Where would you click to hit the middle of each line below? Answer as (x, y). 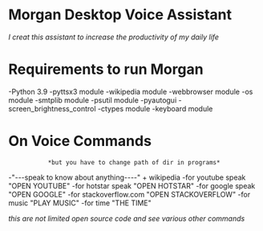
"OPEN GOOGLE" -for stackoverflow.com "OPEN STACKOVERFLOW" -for (129, 194)
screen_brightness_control (52, 108)
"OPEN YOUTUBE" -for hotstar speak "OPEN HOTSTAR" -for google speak (132, 185)
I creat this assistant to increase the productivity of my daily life (113, 37)
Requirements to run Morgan (106, 69)
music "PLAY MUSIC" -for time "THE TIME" (80, 203)
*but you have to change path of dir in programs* (134, 162)
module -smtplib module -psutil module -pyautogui (93, 100)
